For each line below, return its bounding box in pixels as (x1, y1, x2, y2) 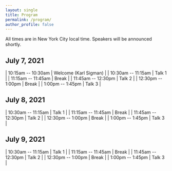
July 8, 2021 (5, 96, 45, 104)
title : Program (5, 12, 38, 17)
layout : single (5, 7, 38, 13)
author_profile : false (5, 22, 54, 27)
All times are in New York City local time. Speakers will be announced (5, 36, 152, 42)
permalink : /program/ (5, 17, 52, 22)
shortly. (5, 42, 22, 48)
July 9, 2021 (5, 135, 45, 144)
